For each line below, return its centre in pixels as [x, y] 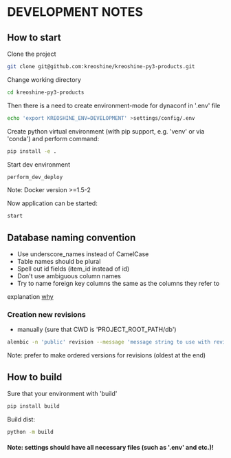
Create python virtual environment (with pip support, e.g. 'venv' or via [106, 131]
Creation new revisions [46, 314]
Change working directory [44, 79]
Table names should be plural [59, 262]
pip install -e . [32, 151]
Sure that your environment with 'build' [62, 394]
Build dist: [21, 419]
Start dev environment [39, 164]
